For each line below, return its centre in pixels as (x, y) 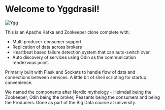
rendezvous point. (31, 62)
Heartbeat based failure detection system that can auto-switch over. (82, 52)
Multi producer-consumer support (47, 41)
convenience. (19, 82)
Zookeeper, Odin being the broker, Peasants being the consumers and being (82, 97)
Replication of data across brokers (47, 47)
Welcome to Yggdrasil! (52, 9)
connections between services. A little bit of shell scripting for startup (76, 77)
